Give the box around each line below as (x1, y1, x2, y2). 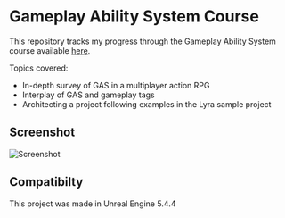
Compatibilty (9, 174, 84, 189)
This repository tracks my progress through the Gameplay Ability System (9, 36, 276, 46)
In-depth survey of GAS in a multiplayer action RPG (21, 80, 210, 90)
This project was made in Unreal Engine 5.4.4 (9, 198, 176, 209)
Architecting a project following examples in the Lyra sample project (21, 98, 272, 109)
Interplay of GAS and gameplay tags (21, 89, 155, 100)
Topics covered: (9, 63, 69, 73)
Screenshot (9, 125, 76, 140)
